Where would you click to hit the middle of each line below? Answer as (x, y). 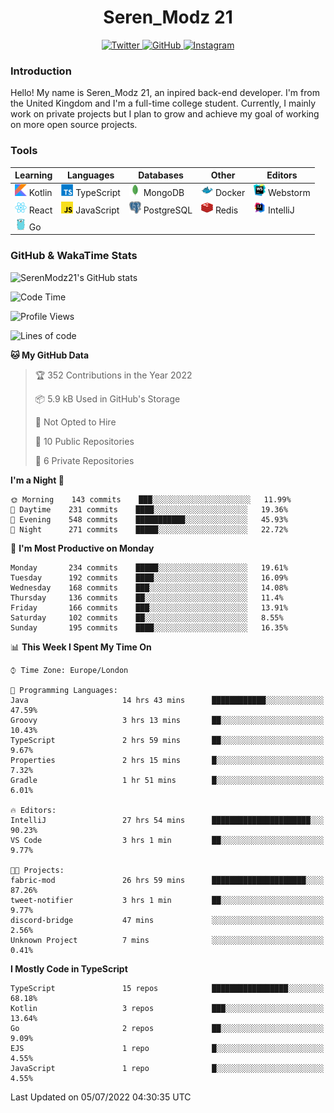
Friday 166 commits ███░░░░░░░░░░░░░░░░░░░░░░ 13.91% (149, 607)
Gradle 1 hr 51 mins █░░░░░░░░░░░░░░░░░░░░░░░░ (167, 780)
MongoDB (164, 193)
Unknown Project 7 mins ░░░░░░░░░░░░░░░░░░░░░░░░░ (167, 940)
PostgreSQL (168, 210)
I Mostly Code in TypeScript (69, 968)
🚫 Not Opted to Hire (75, 422)
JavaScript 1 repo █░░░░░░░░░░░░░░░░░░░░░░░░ (167, 1068)
